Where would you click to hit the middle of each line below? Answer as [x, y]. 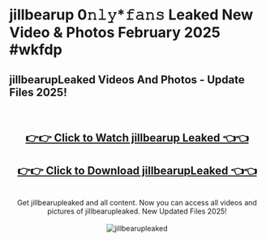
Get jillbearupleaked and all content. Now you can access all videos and [137, 203]
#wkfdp [36, 50]
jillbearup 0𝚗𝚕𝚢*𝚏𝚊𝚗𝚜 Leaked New [131, 15]
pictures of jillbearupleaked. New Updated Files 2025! [137, 211]
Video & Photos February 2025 [115, 33]
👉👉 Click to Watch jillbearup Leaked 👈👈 [137, 138]
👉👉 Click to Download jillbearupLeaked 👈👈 [137, 170]
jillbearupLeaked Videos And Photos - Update [127, 80]
